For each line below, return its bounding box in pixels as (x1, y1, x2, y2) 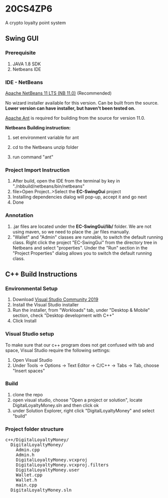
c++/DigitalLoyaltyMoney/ (5, 437, 69, 443)
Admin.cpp (16, 447, 40, 453)
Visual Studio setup (5, 330, 54, 338)
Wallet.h (16, 477, 38, 483)
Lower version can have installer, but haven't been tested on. (5, 105, 136, 111)
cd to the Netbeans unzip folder (12, 144, 79, 150)
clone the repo (12, 391, 43, 397)
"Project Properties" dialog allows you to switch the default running (12, 250, 152, 256)
